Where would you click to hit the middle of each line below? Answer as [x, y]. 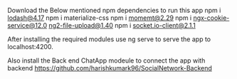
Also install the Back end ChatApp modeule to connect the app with [106, 60]
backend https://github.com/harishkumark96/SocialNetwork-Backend [110, 68]
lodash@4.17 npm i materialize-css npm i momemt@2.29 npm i [100, 18]
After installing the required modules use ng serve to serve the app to [109, 39]
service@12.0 [27, 25]
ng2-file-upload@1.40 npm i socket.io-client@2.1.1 [122, 25]
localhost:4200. [30, 47]
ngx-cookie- [211, 18]
